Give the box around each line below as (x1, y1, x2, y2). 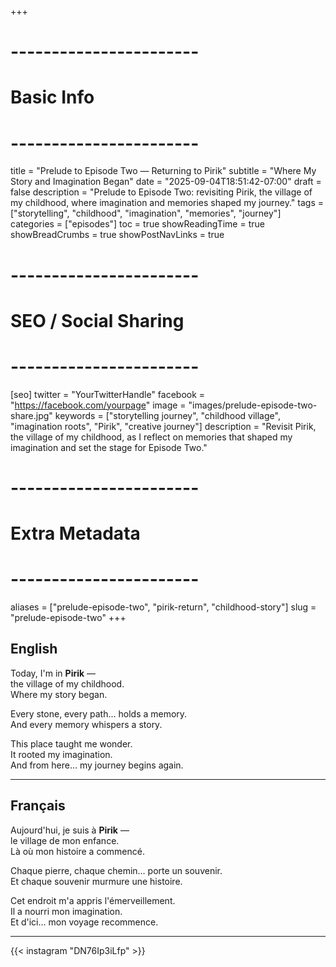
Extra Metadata (10, 522, 141, 545)
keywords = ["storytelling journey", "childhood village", (54, 409, 281, 421)
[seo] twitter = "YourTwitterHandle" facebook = (10, 388, 206, 400)
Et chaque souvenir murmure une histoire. (10, 875, 183, 887)
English (10, 641, 58, 658)
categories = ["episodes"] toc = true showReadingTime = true (10, 218, 265, 230)
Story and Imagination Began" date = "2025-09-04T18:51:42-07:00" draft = (10, 176, 322, 188)
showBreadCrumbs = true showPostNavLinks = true (10, 229, 225, 241)
